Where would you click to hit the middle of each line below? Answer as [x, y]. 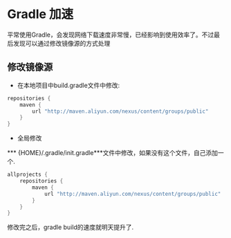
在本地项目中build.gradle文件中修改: [68, 85]
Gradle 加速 [40, 14]
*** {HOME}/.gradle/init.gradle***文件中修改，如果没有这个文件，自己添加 [113, 153]
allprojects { [28, 175]
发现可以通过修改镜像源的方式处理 [62, 43]
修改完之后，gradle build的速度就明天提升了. [71, 227]
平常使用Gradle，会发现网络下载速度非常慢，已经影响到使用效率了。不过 [111, 35]
